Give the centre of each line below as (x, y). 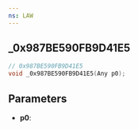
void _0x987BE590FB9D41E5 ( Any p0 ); (67, 74)
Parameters (38, 98)
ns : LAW (21, 16)
